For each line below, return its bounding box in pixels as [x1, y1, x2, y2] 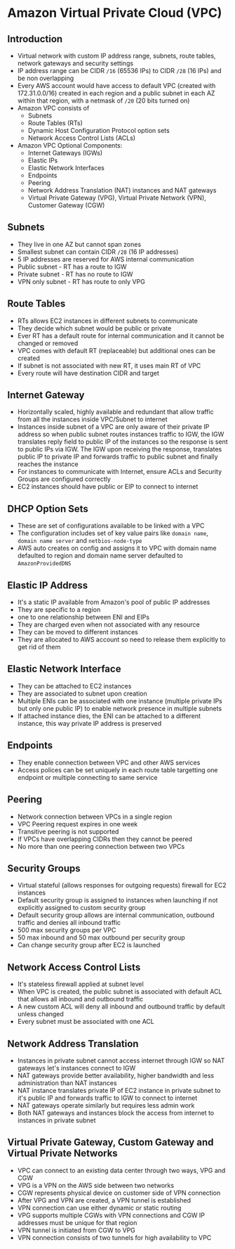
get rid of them [17, 643, 61, 651]
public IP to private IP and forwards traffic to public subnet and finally [17, 452, 219, 461]
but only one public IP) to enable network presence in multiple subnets [17, 704, 222, 712]
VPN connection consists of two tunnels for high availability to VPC [17, 1233, 212, 1242]
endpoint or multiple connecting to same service [17, 773, 158, 781]
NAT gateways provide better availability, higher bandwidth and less [17, 1071, 215, 1080]
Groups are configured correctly [17, 475, 111, 483]
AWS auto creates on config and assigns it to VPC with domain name [17, 544, 217, 553]
